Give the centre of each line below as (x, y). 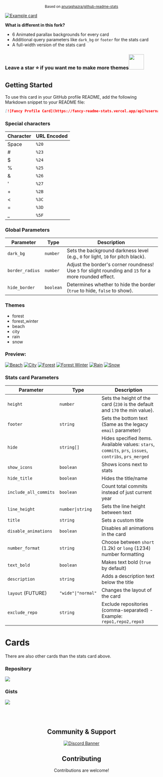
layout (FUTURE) (27, 593)
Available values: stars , (128, 445)
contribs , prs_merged (125, 457)
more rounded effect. (91, 277)
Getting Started (29, 85)
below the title (118, 582)
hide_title (20, 478)
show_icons (20, 467)
